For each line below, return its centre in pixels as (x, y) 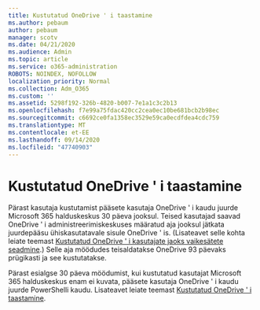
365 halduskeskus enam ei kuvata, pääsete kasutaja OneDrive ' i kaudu (123, 282)
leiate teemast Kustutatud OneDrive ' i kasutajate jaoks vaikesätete (116, 242)
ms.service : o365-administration (63, 67)
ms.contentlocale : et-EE (49, 132)
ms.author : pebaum (38, 23)
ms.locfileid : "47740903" (50, 147)
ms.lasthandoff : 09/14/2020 (54, 140)
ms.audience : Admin (40, 52)
